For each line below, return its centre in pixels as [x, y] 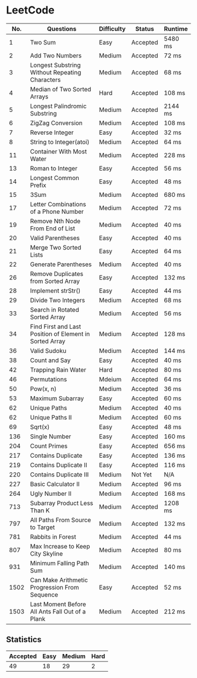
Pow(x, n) [43, 389]
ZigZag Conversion [57, 122]
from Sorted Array [55, 281]
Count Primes [49, 446]
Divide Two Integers [57, 300]
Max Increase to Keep [60, 546]
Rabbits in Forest [53, 537]
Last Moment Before [58, 604]
